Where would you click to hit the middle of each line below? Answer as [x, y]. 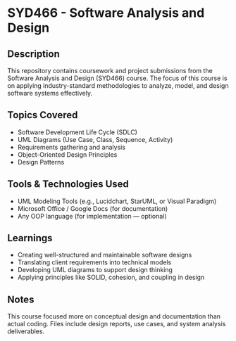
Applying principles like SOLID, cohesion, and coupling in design [111, 277]
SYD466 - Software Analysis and [106, 13]
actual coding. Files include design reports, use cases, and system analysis [117, 324]
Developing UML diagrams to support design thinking [95, 270]
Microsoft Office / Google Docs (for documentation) [93, 208]
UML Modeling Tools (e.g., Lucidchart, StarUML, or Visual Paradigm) [117, 201]
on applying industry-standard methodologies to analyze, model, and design [118, 85]
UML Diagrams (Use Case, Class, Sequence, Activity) [95, 139]
